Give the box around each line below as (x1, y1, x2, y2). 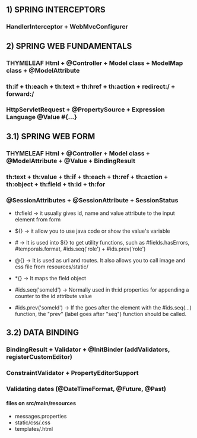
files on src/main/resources (6, 399, 76, 406)
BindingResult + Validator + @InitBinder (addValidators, (6, 345, 170, 353)
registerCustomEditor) (6, 353, 72, 361)
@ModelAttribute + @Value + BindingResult (6, 157, 135, 165)
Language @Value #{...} (6, 113, 77, 121)
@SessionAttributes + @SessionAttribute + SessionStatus (6, 196, 179, 204)
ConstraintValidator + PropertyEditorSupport (6, 369, 139, 377)
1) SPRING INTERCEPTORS (6, 5, 106, 15)
